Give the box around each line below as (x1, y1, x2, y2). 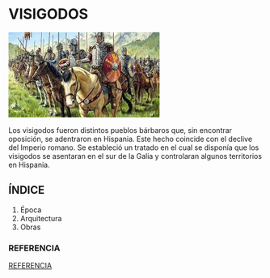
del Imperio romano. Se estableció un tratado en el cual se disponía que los (8, 143, 259, 152)
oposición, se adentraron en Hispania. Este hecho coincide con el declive (8, 134, 253, 143)
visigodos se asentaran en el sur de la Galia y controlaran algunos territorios (8, 151, 263, 160)
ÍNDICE (8, 183, 45, 197)
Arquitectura (19, 213, 62, 223)
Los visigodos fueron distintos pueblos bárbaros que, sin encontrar (8, 125, 233, 135)
